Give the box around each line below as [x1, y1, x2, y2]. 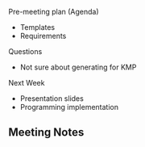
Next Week [8, 78, 45, 87]
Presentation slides [19, 94, 85, 103]
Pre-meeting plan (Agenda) [8, 7, 99, 16]
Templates [19, 23, 55, 31]
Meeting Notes [8, 125, 85, 140]
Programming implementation [19, 103, 119, 111]
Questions [8, 47, 43, 56]
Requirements [19, 31, 67, 40]
